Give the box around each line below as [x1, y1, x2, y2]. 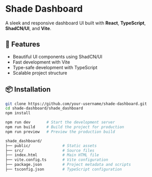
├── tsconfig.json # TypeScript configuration [5, 167, 122, 172]
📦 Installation [5, 85, 51, 94]
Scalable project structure [12, 70, 67, 76]
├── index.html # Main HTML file [5, 153, 99, 158]
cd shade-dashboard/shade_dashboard [5, 106, 83, 111]
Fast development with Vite [12, 59, 70, 65]
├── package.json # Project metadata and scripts [5, 162, 131, 167]
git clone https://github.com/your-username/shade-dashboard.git [5, 101, 147, 106]
